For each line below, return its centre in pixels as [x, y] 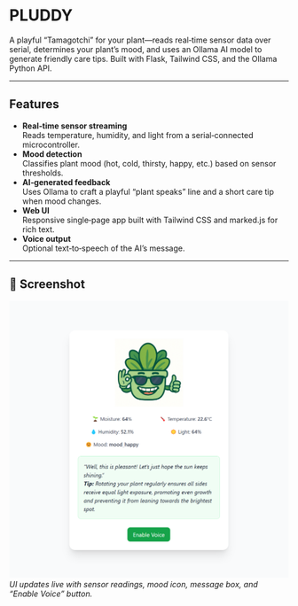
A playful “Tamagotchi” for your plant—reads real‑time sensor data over [140, 40]
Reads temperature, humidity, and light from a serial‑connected [137, 135]
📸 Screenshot [47, 284]
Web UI [36, 210]
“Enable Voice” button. [51, 594]
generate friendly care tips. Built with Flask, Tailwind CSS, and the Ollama [143, 58]
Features [34, 104]
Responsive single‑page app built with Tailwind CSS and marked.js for [150, 220]
